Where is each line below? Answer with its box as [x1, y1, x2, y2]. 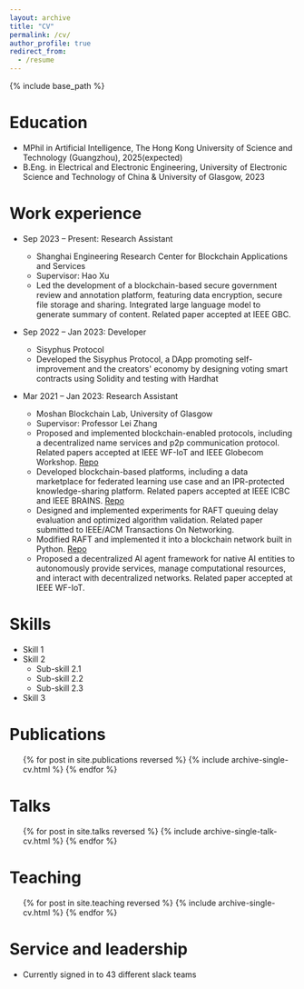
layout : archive [9, 13, 71, 23]
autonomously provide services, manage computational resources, [35, 563, 286, 574]
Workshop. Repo [35, 456, 99, 467]
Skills [9, 614, 52, 634]
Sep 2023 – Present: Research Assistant [22, 233, 173, 244]
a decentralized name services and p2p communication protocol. [35, 437, 279, 448]
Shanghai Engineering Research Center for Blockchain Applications [35, 251, 289, 262]
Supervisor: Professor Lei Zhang [35, 417, 158, 428]
